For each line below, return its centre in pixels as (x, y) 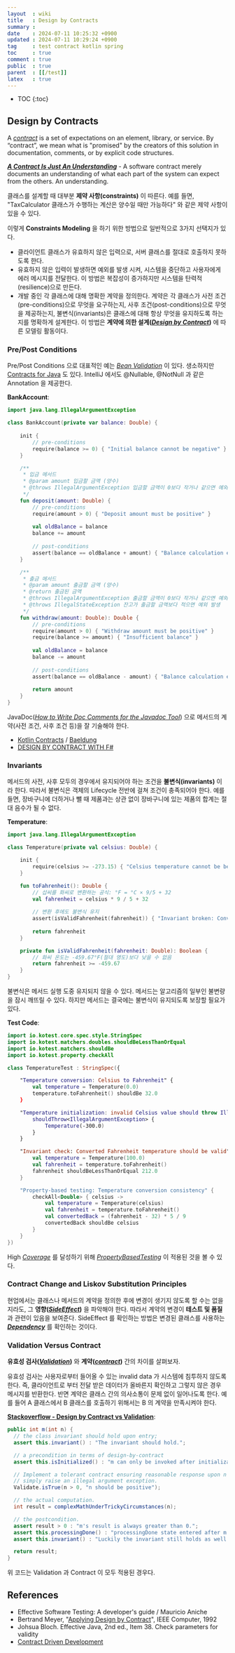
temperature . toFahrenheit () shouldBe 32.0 (95, 1094)
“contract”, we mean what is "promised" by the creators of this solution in (113, 145)
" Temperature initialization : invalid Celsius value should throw (119, 1113)
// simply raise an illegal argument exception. (86, 1481)
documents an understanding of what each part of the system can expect (113, 174)
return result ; (36, 1552)
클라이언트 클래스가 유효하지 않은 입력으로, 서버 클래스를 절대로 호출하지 (115, 252)
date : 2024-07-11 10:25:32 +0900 (62, 33)
